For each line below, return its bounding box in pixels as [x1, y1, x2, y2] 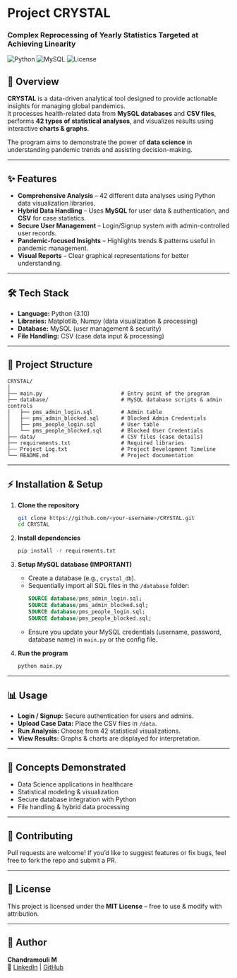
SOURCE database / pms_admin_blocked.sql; [28, 602, 149, 609]
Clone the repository [17, 500, 80, 509]
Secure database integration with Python [17, 795, 137, 803]
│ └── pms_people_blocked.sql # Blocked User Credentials [7, 427, 203, 434]
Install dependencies [17, 534, 81, 542]
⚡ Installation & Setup [7, 478, 104, 490]
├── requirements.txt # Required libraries [7, 440, 185, 447]
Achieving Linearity [7, 39, 76, 49]
